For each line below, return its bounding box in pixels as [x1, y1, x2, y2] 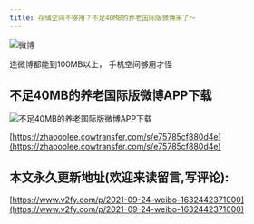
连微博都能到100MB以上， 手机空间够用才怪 [9, 58, 173, 69]
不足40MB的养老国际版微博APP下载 [9, 88, 212, 103]
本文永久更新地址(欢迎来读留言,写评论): [9, 170, 230, 185]
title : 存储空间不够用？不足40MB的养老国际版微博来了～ [9, 13, 197, 23]
